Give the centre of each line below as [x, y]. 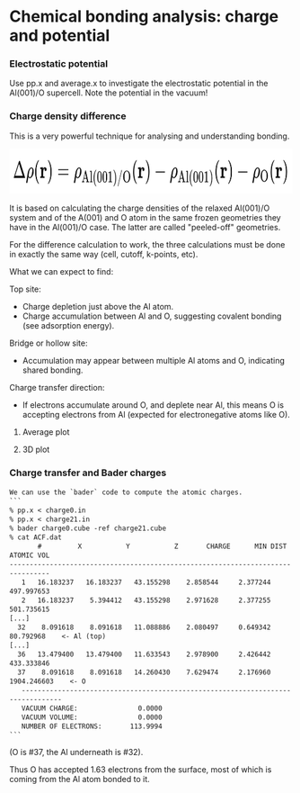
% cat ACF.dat [36, 537]
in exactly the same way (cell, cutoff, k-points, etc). [104, 254]
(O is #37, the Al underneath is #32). [76, 752]
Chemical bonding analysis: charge [144, 17]
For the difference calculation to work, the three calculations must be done [147, 244]
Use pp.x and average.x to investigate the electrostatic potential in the [139, 84]
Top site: [26, 289]
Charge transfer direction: [57, 387]
